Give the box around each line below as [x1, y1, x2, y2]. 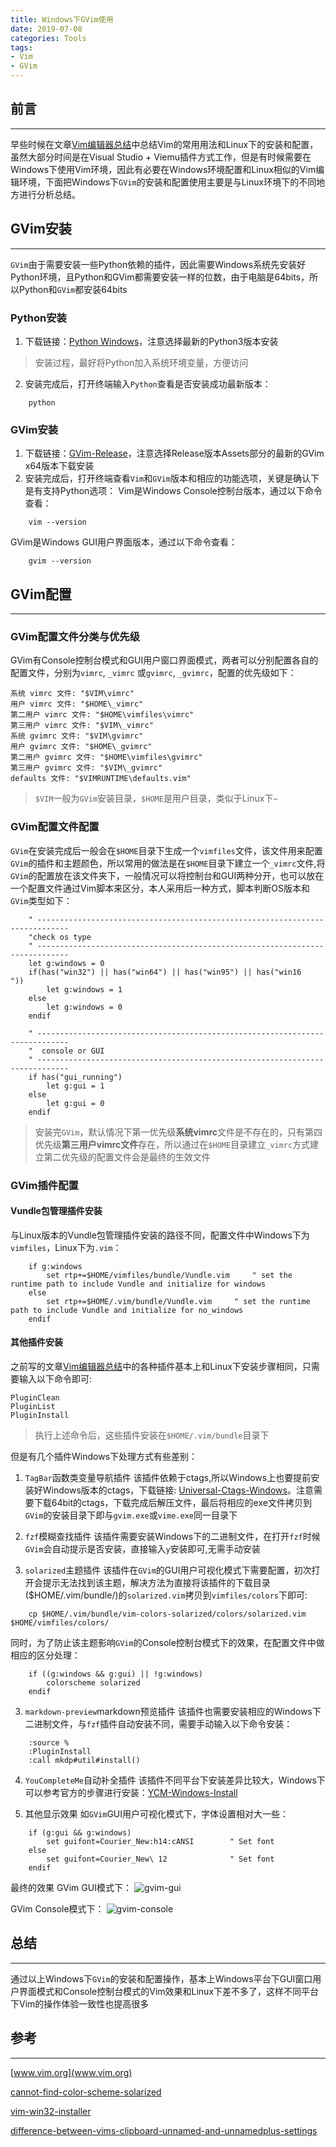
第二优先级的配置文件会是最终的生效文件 [43, 1151, 211, 1163]
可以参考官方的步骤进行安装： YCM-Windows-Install [24, 1786, 238, 1798]
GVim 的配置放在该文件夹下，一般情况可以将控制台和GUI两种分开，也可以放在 [10, 869, 325, 881]
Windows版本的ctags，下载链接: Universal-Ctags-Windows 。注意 [42, 1484, 314, 1496]
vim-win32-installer [10, 2105, 92, 2117]
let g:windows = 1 [46, 984, 123, 995]
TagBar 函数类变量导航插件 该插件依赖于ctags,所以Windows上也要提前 [24, 1471, 312, 1483]
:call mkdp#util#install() [28, 1755, 141, 1765]
